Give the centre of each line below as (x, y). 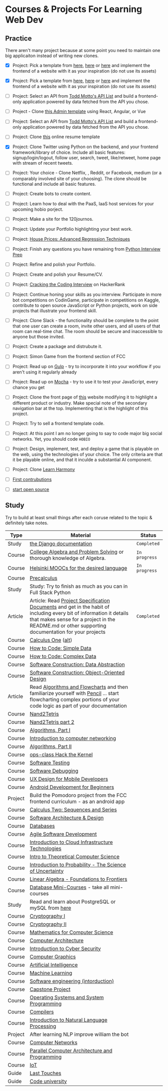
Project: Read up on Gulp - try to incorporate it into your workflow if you (86, 367)
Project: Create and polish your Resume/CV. (58, 274)
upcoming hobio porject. (38, 209)
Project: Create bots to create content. (52, 193)
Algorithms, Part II (51, 746)
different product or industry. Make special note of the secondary (80, 403)
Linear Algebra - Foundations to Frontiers (78, 879)
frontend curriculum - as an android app (77, 801)
